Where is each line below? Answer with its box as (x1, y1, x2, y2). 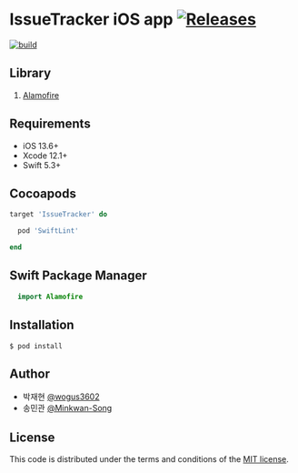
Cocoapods (9, 186, 77, 201)
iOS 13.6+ (22, 140, 59, 151)
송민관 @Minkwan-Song (22, 403, 113, 414)
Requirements (9, 116, 91, 132)
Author (9, 366, 50, 381)
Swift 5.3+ (22, 159, 62, 170)
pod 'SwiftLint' (17, 226, 79, 236)
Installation (9, 317, 74, 333)
